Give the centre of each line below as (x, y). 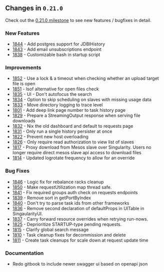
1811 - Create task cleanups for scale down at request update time (80, 240)
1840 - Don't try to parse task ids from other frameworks (71, 203)
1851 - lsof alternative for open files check (55, 89)
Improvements (23, 68)
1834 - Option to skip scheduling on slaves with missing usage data (82, 100)
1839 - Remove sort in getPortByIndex (52, 198)
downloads (24, 121)
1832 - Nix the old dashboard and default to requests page (73, 126)
